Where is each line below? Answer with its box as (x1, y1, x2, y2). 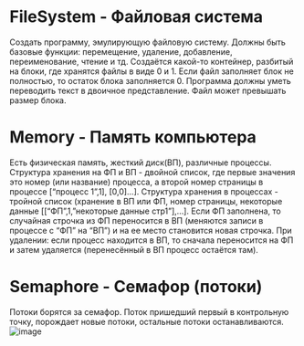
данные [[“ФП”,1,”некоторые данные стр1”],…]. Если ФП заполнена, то (9, 205, 281, 216)
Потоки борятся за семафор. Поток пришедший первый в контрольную (9, 306, 289, 317)
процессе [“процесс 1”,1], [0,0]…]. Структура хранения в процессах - (9, 185, 278, 197)
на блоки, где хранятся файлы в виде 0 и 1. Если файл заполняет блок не (9, 66, 294, 77)
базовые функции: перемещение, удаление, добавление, (9, 46, 233, 57)
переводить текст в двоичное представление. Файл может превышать (9, 85, 287, 96)
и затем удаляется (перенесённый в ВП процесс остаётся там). (9, 244, 258, 255)
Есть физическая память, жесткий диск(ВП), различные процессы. (9, 157, 272, 168)
